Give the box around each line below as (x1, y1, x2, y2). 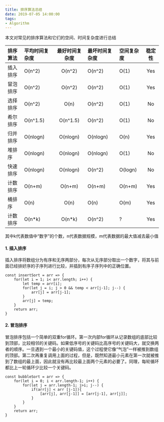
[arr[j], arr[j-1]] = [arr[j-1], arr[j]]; (40, 391, 128, 396)
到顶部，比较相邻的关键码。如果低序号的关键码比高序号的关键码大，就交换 (5, 340, 155, 346)
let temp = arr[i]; (22, 281, 62, 286)
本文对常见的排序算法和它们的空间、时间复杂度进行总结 (5, 35, 116, 40)
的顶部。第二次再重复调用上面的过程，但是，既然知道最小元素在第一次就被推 (5, 352, 159, 358)
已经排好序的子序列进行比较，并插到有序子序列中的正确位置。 (9, 263, 133, 269)
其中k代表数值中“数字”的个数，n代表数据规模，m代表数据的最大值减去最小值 (5, 233, 159, 239)
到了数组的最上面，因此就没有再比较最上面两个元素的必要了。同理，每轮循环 (5, 358, 159, 364)
